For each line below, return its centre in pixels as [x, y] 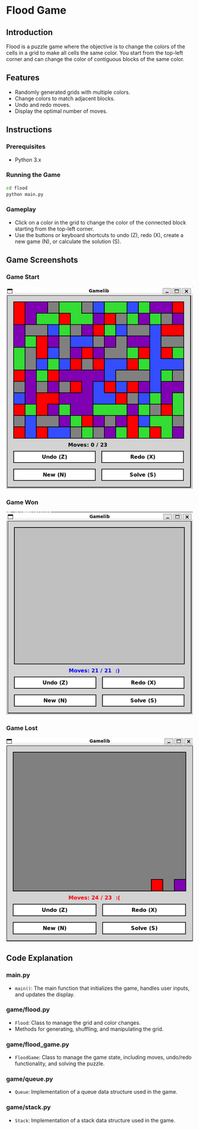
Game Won [22, 502]
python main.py [25, 194]
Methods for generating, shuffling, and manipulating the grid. [89, 1029]
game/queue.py [30, 1079]
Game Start [23, 277]
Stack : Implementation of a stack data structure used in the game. [95, 1120]
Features [23, 78]
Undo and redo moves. [43, 105]
